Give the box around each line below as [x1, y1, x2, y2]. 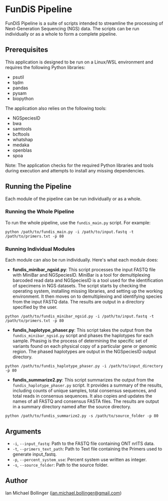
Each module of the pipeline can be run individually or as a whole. [5, 196, 142, 202]
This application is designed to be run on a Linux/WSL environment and [5, 59, 153, 65]
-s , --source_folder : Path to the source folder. [12, 462, 109, 468]
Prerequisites [5, 45, 48, 54]
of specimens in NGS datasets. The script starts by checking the [12, 283, 146, 289]
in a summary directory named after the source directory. [12, 404, 132, 410]
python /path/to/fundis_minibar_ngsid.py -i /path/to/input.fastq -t [5, 314, 154, 319]
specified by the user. [12, 304, 58, 310]
